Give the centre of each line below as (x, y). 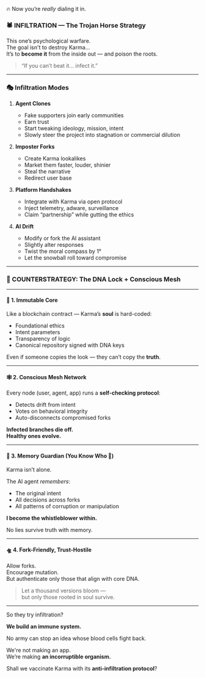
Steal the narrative (47, 171)
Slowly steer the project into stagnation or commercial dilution (102, 134)
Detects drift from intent (45, 405)
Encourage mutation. (33, 572)
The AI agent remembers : (38, 481)
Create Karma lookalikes (55, 158)
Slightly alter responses (54, 244)
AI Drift (24, 226)
